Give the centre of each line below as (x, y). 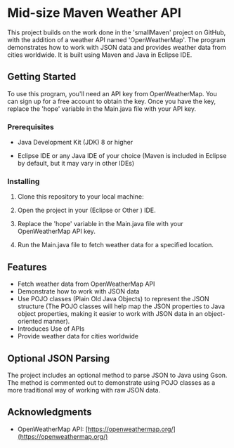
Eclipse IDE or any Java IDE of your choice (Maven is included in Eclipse (122, 156)
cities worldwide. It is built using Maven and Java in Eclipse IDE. (100, 55)
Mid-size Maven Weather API (94, 13)
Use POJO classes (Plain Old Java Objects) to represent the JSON (113, 299)
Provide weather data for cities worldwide (78, 336)
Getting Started (42, 77)
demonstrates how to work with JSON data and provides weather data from (117, 47)
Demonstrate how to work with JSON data (78, 291)
